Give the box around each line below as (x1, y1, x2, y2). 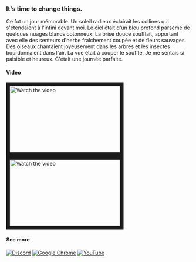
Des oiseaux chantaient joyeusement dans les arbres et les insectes (6, 43, 170, 50)
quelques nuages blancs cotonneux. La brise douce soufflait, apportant (6, 31, 179, 38)
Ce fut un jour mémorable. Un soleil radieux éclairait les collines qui (6, 18, 169, 25)
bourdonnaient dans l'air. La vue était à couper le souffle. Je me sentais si (6, 49, 185, 56)
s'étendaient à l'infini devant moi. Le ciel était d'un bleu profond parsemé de (6, 24, 190, 31)
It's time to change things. (6, 5, 83, 13)
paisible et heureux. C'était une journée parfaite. (6, 55, 123, 63)
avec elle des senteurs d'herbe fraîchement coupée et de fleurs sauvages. (6, 37, 187, 44)
